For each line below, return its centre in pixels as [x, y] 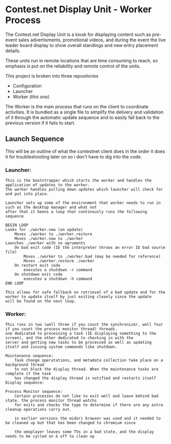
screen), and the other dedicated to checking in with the [69, 338]
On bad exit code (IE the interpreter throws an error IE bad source [90, 248]
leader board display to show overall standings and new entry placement [82, 45]
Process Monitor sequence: [34, 392]
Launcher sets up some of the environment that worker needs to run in [83, 203]
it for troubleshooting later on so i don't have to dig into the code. [74, 156]
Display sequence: [25, 383]
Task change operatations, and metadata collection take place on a [89, 360]
